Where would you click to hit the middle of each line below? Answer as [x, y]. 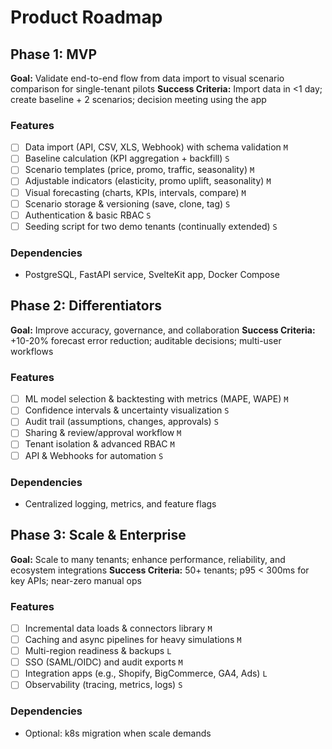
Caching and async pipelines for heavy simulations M [133, 640]
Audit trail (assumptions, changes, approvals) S [121, 422]
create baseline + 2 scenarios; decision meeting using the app [138, 99]
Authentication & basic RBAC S [88, 215]
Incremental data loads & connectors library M [118, 628]
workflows [32, 351]
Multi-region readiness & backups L [98, 651]
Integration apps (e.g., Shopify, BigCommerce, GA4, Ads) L [146, 673]
